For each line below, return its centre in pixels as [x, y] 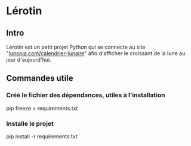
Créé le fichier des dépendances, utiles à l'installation [86, 95]
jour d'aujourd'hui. [29, 60]
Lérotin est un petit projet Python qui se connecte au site [76, 47]
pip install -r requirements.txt [42, 136]
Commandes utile [40, 78]
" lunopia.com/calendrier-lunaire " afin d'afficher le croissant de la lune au [96, 53]
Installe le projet [30, 123]
